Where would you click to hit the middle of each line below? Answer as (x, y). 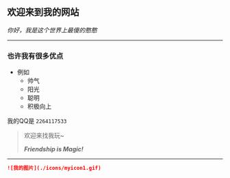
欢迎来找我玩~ (44, 136)
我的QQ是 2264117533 (37, 121)
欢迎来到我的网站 (43, 12)
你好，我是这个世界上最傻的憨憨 (52, 30)
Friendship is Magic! (54, 149)
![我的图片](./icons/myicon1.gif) (54, 168)
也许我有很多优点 (35, 55)
